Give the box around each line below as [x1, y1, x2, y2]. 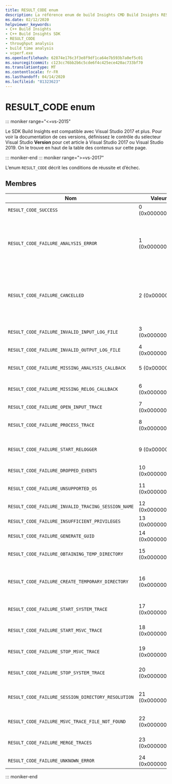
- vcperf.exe [5, 50, 33, 55]
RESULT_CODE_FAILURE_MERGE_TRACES [8, 740, 92, 745]
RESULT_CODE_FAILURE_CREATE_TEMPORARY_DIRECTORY [8, 579, 129, 584]
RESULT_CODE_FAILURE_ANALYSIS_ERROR [8, 240, 97, 246]
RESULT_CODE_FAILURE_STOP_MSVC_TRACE [8, 648, 100, 655]
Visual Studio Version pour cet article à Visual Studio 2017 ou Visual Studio [5, 139, 164, 145]
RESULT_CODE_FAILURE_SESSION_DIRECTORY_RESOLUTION [8, 694, 134, 700]
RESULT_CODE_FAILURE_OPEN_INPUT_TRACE [8, 404, 102, 410]
